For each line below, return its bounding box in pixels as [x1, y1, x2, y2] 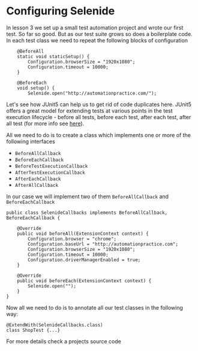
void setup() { [17, 85, 55, 91]
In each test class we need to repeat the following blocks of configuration [6, 37, 188, 44]
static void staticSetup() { [17, 53, 90, 59]
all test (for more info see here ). [6, 120, 85, 127]
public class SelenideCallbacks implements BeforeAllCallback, [6, 210, 168, 216]
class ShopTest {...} [6, 327, 61, 333]
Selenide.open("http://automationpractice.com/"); [28, 90, 157, 96]
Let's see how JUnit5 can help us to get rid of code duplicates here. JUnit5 [6, 101, 192, 108]
